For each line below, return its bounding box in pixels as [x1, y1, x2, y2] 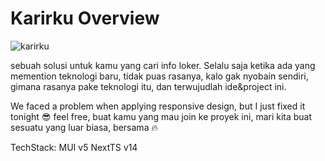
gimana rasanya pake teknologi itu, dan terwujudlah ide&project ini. [10, 80, 287, 92]
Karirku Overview [10, 7, 160, 30]
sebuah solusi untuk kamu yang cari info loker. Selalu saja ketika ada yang [10, 59, 316, 71]
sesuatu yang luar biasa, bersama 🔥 [10, 121, 158, 133]
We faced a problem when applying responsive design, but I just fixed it [10, 100, 306, 112]
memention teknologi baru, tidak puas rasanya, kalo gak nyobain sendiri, [10, 70, 309, 82]
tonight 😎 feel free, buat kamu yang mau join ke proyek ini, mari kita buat [10, 110, 313, 122]
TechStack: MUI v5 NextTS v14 [10, 141, 138, 153]
